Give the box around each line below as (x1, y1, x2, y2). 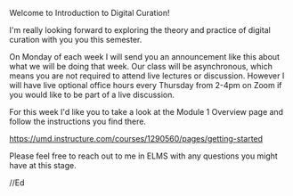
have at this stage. (9, 160, 77, 170)
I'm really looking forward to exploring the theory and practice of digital (9, 25, 272, 35)
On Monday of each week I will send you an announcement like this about (9, 52, 281, 61)
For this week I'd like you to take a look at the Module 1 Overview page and (9, 107, 283, 117)
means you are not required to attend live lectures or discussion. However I (9, 70, 285, 81)
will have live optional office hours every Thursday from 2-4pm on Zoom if (9, 80, 282, 90)
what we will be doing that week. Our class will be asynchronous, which (9, 61, 273, 71)
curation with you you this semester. (9, 35, 142, 45)
